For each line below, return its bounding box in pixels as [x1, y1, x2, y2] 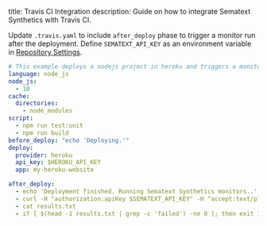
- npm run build [15, 128, 69, 137]
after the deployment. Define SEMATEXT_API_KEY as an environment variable [8, 39, 252, 48]
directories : [15, 99, 59, 108]
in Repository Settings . [8, 48, 83, 56]
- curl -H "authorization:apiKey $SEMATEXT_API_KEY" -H [15, 194, 204, 203]
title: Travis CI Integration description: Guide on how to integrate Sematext [8, 7, 251, 16]
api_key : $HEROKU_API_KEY [15, 159, 102, 167]
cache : [8, 92, 30, 100]
